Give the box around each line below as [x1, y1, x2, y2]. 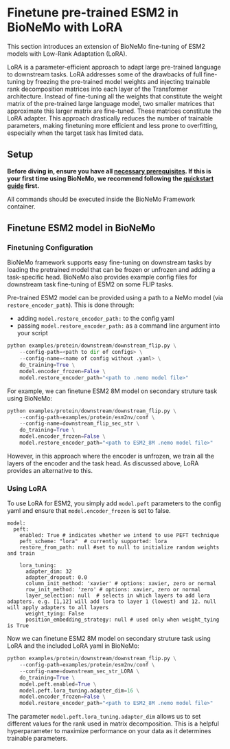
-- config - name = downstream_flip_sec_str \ [19, 420, 139, 428]
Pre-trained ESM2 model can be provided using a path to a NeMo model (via [7, 294, 224, 302]
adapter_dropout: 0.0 [25, 574, 88, 581]
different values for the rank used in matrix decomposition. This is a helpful [7, 719, 220, 728]
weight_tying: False [25, 611, 84, 618]
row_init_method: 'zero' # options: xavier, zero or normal [25, 587, 201, 593]
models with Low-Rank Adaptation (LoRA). [7, 50, 128, 58]
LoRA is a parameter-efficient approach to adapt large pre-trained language [7, 63, 222, 71]
